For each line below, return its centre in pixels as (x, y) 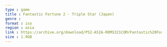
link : (12, 32)
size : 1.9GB (19, 37)
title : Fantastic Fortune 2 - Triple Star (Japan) (60, 14)
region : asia (20, 28)
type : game (17, 10)
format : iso (19, 23)
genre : (13, 19)
